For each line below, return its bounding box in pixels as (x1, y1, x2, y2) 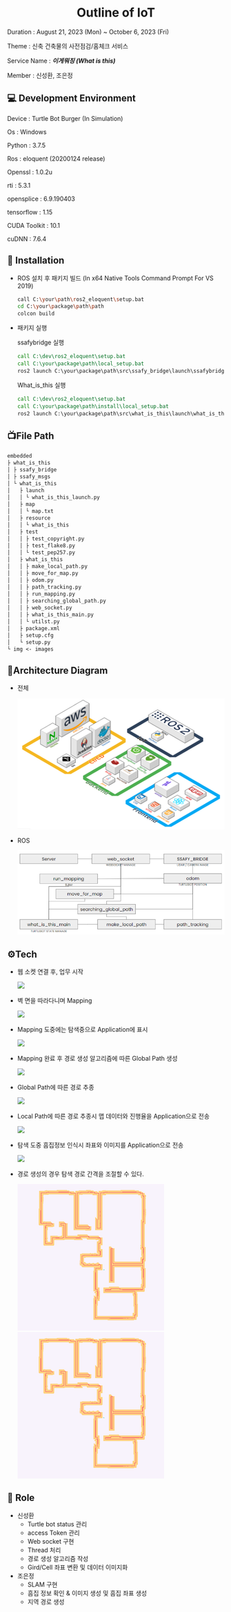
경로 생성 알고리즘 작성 (27, 1554, 89, 1562)
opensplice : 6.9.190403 (7, 195, 76, 203)
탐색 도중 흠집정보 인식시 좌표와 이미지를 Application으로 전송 (17, 1141, 184, 1150)
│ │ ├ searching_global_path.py (7, 598, 107, 604)
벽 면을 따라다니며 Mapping (17, 996, 92, 1005)
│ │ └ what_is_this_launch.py (7, 494, 100, 501)
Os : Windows (7, 128, 47, 136)
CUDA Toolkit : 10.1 (7, 221, 61, 229)
